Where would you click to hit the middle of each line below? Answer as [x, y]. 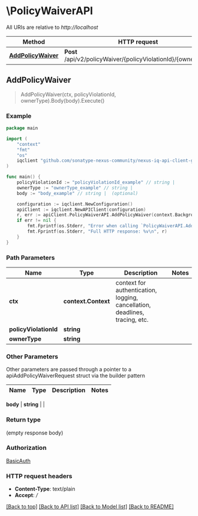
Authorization [27, 448]
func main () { [24, 177]
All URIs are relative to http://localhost [52, 27]
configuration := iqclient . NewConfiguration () [75, 204]
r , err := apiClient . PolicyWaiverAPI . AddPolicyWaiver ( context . [96, 215]
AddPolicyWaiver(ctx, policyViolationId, [68, 94]
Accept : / [26, 495]
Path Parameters [30, 257]
